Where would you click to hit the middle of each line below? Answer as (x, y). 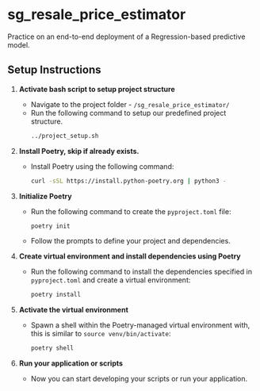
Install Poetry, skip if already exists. (79, 151)
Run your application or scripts (71, 363)
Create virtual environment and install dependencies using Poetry (130, 256)
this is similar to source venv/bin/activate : (101, 334)
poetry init (50, 226)
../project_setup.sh (65, 136)
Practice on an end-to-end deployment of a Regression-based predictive (126, 36)
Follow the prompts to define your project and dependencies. (130, 241)
